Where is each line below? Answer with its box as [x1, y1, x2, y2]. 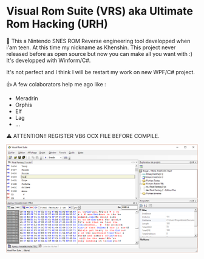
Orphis [15, 101, 32, 108]
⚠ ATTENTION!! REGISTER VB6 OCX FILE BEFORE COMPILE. [6, 132, 160, 139]
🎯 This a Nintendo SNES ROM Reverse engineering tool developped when [6, 37, 191, 44]
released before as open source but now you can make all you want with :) [6, 50, 193, 57]
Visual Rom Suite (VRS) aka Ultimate [6, 4, 193, 18]
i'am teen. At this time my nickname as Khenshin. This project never [6, 44, 176, 51]
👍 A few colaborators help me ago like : [6, 80, 106, 88]
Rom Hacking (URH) [6, 17, 108, 31]
